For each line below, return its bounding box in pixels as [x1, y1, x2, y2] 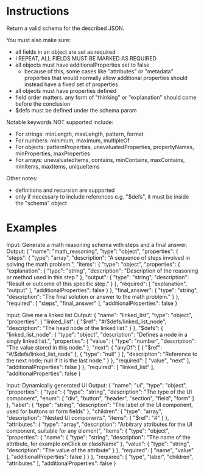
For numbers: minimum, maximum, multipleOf [15, 136, 130, 144]
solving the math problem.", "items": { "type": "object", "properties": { [6, 260, 181, 268]
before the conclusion [15, 100, 71, 108]
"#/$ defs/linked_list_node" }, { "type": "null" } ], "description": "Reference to [6, 350, 198, 358]
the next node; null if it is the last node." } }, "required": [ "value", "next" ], [6, 356, 191, 364]
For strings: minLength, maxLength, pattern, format [15, 130, 144, 137]
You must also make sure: [6, 36, 71, 43]
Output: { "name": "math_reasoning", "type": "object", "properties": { [6, 248, 178, 255]
